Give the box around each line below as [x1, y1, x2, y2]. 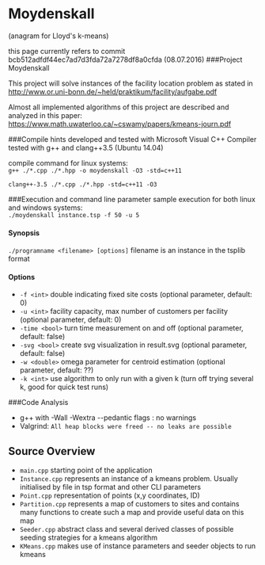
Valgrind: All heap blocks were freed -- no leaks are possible [19, 422, 232, 431]
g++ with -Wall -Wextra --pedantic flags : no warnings [19, 413, 196, 422]
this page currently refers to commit [8, 46, 126, 55]
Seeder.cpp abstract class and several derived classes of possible [19, 525, 234, 534]
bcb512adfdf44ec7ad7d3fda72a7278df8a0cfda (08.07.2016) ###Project [8, 55, 243, 64]
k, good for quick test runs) [19, 382, 109, 392]
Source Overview [8, 445, 96, 458]
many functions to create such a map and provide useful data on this [19, 508, 244, 517]
